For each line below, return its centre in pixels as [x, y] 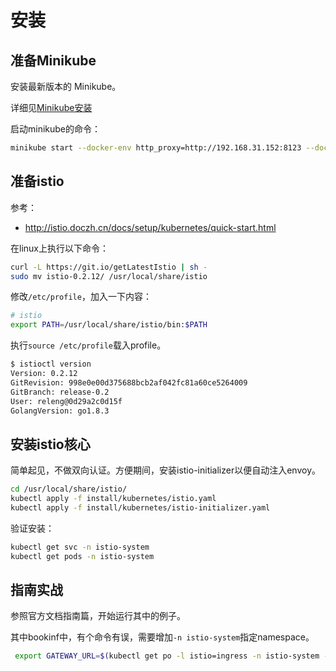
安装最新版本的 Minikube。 [66, 86]
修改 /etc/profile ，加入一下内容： [81, 297]
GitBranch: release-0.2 [60, 392]
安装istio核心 [50, 444]
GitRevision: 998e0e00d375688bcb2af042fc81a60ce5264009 [129, 382]
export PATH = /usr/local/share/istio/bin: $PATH [109, 325]
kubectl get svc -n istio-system [80, 547]
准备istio [37, 181]
